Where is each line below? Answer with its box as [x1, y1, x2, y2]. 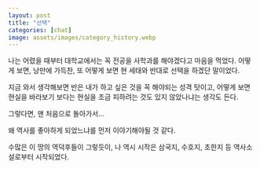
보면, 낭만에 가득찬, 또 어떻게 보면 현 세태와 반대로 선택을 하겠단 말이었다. [16, 66, 240, 75]
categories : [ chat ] [8, 26, 72, 34]
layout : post [8, 11, 51, 20]
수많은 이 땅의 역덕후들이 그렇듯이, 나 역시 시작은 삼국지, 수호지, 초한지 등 [8, 142, 232, 152]
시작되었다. [35, 152, 69, 162]
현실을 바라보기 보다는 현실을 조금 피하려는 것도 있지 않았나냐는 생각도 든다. [8, 92, 239, 102]
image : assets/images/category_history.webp [8, 33, 156, 42]
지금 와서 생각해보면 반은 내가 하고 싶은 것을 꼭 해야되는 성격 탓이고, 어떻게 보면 [8, 83, 251, 92]
